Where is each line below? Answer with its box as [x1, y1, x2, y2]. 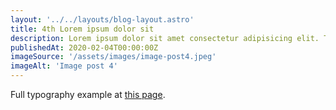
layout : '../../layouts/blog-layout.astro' [10, 14, 195, 25]
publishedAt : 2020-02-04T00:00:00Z [10, 42, 159, 53]
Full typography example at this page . [10, 89, 166, 100]
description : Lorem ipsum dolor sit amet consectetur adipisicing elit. [10, 33, 320, 43]
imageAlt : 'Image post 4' [10, 61, 118, 71]
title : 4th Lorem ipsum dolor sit [10, 24, 155, 34]
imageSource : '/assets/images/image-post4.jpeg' [10, 52, 217, 62]
